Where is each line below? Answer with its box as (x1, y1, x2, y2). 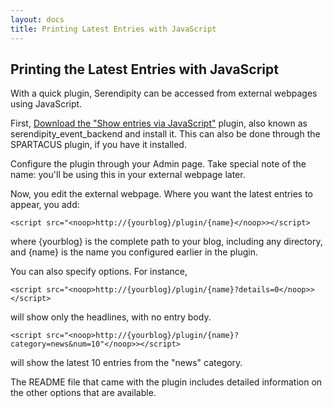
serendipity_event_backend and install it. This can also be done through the (10, 128, 321, 140)
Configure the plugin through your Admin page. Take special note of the (10, 158, 307, 170)
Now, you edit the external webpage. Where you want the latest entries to (10, 188, 313, 200)
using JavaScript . (10, 98, 83, 110)
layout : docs (10, 14, 65, 25)
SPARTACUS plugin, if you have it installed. (10, 139, 187, 151)
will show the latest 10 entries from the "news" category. (10, 357, 243, 369)
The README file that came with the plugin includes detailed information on (10, 376, 323, 388)
